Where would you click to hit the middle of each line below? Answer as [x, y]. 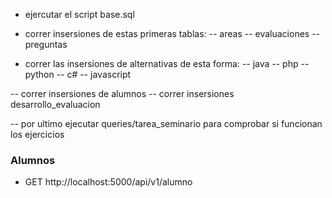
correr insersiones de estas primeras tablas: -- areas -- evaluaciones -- [172, 33]
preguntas [46, 44]
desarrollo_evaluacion [55, 104]
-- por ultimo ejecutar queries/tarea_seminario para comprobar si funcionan [166, 123]
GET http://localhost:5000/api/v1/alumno [108, 182]
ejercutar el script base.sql [79, 14]
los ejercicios [37, 134]
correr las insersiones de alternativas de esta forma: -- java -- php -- [167, 63]
